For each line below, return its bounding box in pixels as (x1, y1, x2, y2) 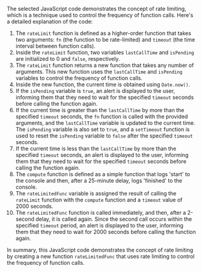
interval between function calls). (15, 42, 96, 49)
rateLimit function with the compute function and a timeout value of (15, 196, 183, 203)
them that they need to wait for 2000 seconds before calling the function (15, 229, 196, 235)
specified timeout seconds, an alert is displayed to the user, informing (15, 151, 189, 159)
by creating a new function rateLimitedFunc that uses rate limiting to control (7, 253, 195, 260)
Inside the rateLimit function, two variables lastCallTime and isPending (15, 49, 194, 56)
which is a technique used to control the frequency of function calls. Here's (7, 11, 194, 19)
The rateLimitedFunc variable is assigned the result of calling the (15, 190, 177, 197)
